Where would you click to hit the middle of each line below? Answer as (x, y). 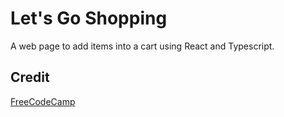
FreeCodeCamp (43, 101)
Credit (30, 77)
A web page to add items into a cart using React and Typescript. (142, 46)
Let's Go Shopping (89, 18)
